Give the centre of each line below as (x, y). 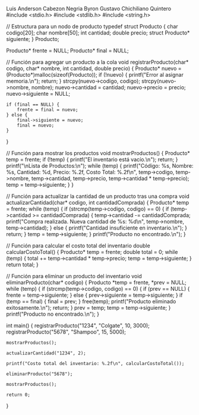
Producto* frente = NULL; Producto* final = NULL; (67, 51)
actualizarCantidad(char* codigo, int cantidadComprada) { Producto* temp (98, 202)
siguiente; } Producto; (33, 39)
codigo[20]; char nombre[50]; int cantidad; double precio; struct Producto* (98, 33)
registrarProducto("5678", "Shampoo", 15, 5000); (66, 332)
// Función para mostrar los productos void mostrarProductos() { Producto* (98, 153)
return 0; (18, 395)
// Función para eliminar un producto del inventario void (74, 276)
